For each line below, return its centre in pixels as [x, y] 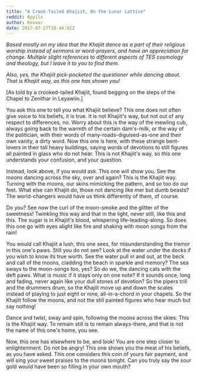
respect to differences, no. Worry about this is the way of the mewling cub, [97, 122]
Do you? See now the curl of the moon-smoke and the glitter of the [87, 208]
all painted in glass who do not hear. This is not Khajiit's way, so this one [94, 154]
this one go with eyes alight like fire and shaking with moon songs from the [97, 226]
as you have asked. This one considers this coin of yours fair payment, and [97, 354]
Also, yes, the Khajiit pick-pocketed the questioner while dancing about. [94, 75]
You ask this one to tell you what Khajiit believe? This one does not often [94, 110]
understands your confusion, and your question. [64, 160]
